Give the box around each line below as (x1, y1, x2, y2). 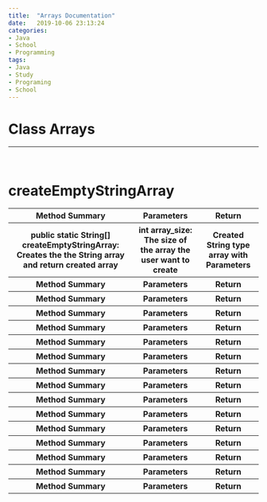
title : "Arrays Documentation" (8, 11, 115, 20)
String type (206, 239, 250, 251)
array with (208, 250, 249, 261)
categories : (8, 26, 48, 34)
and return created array (22, 259, 118, 270)
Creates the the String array (16, 250, 125, 261)
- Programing (8, 78, 52, 86)
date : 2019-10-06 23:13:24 (8, 19, 105, 27)
